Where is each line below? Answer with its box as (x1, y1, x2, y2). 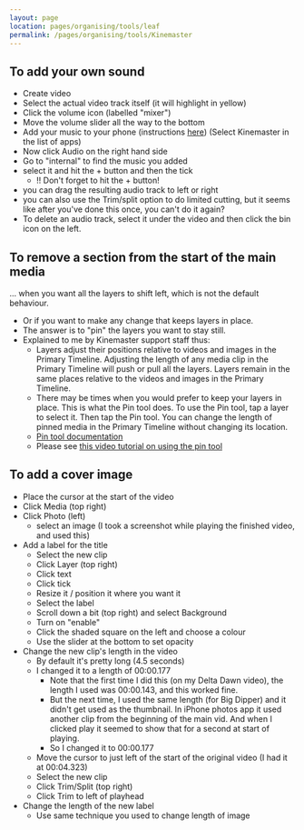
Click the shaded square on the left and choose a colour (35, 626, 247, 637)
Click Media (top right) (22, 501, 107, 512)
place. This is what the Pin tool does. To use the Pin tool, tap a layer (35, 402, 289, 413)
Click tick (35, 578, 71, 589)
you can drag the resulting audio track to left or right (22, 185, 219, 195)
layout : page (9, 13, 59, 23)
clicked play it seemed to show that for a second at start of (49, 723, 270, 734)
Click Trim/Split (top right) (35, 781, 133, 792)
